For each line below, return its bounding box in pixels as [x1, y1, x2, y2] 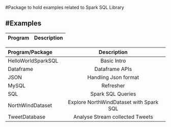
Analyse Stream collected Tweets [73, 113, 154, 120]
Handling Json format [87, 73, 139, 81]
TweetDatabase [8, 113, 46, 120]
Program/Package [8, 48, 52, 56]
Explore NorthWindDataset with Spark [68, 98, 159, 106]
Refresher [101, 82, 125, 89]
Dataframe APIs [94, 65, 132, 72]
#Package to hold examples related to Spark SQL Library [5, 5, 125, 10]
